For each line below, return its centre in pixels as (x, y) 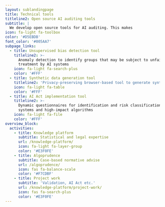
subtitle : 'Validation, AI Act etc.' (57, 183)
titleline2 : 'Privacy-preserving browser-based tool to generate (82, 82)
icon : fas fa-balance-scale (47, 169)
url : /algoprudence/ (39, 165)
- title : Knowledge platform (44, 133)
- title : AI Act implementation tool (48, 96)
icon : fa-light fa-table (39, 87)
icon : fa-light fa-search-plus (46, 69)
